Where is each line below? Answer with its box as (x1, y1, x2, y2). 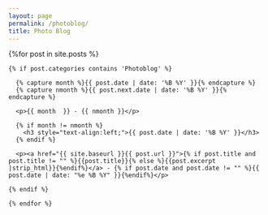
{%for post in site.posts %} (8, 49, 99, 59)
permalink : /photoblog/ (8, 19, 89, 28)
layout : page (8, 11, 53, 20)
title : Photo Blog (8, 27, 71, 35)
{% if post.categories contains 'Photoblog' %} (8, 65, 173, 73)
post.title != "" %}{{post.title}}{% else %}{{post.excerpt (8, 157, 217, 166)
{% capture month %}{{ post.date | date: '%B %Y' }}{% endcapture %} (15, 79, 256, 88)
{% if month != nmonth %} (15, 122, 104, 130)
